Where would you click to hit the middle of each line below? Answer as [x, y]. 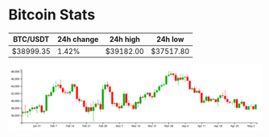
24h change [78, 39]
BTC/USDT [31, 39]
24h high [125, 39]
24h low [170, 39]
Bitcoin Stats [52, 15]
